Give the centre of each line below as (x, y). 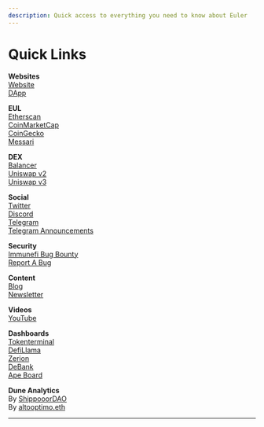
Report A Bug (30, 262)
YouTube (22, 318)
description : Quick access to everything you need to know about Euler (128, 15)
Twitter (20, 205)
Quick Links (47, 54)
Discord (21, 214)
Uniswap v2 (27, 173)
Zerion (19, 358)
